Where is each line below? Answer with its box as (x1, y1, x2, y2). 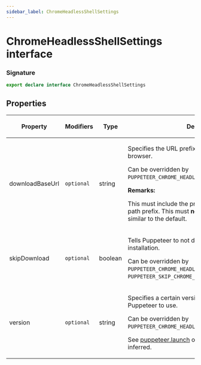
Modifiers (65, 122, 94, 130)
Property (21, 122, 47, 130)
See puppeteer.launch (127, 335, 190, 343)
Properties (6, 99, 47, 109)
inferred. (127, 343, 152, 351)
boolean (99, 254, 123, 262)
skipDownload (9, 254, 50, 262)
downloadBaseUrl (9, 179, 60, 188)
